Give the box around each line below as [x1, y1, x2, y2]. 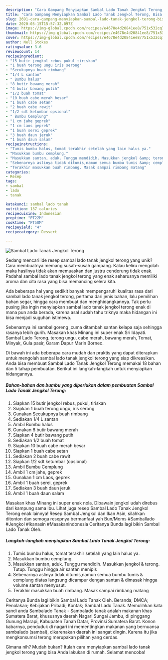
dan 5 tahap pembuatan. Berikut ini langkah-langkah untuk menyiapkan [5, 365, 153, 371]
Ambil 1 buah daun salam [12, 490, 64, 496]
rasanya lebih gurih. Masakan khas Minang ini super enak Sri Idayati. [5, 330, 147, 335]
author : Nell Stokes [5, 40, 49, 45]
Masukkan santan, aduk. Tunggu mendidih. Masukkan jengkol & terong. [12, 561, 160, 567]
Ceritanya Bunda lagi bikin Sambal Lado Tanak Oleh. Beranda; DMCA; [5, 597, 149, 603]
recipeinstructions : [5, 142, 49, 147]
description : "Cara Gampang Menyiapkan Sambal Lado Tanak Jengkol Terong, [5, 7, 165, 12]
